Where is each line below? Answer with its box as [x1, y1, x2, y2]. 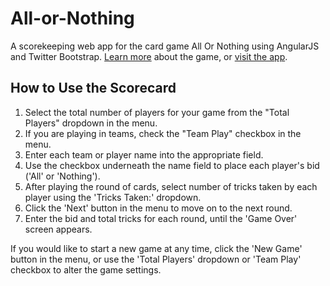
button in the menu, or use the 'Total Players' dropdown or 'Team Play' [10, 253, 302, 265]
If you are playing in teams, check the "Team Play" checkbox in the [24, 127, 302, 139]
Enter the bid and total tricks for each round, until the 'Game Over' [24, 212, 298, 224]
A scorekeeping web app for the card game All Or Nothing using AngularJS [10, 40, 320, 52]
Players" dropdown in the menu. [24, 117, 158, 129]
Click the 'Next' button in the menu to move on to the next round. [24, 202, 293, 214]
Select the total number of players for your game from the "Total [24, 106, 290, 118]
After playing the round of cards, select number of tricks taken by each [24, 180, 318, 192]
